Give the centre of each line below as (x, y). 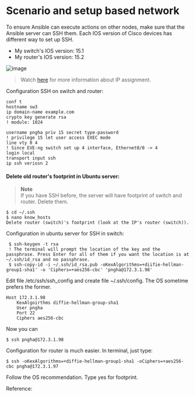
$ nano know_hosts (28, 218)
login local (20, 153)
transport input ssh (31, 158)
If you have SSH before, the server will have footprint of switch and (101, 196)
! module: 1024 (25, 122)
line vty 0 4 (22, 143)
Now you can (22, 329)
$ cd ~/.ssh (20, 213)
